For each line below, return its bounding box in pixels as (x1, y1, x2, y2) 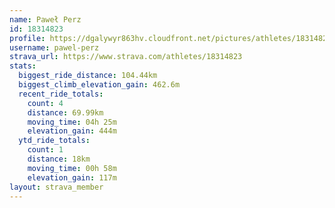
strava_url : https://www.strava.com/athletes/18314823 (9, 52, 243, 62)
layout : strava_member (9, 182, 104, 192)
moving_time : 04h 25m (27, 117, 117, 127)
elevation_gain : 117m (27, 172, 117, 183)
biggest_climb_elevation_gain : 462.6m (18, 80, 181, 90)
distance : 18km (27, 154, 91, 164)
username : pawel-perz (9, 42, 100, 53)
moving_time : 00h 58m (27, 163, 117, 173)
